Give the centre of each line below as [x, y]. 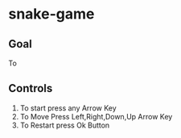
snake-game [51, 14]
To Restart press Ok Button [65, 125]
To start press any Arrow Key [68, 108]
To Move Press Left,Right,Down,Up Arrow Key [96, 116]
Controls [31, 88]
